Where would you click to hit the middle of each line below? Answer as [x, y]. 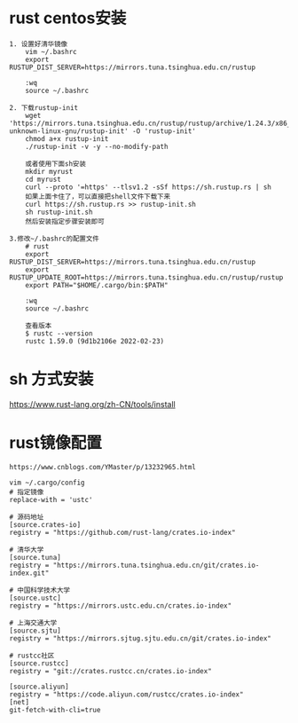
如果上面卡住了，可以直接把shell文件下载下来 [98, 196]
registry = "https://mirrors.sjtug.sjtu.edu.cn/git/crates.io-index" [141, 638]
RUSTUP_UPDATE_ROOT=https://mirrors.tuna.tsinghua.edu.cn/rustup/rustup [146, 277]
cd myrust [43, 179]
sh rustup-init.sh [59, 212]
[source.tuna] [35, 557]
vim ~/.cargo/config [47, 483]
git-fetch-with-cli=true [55, 710]
